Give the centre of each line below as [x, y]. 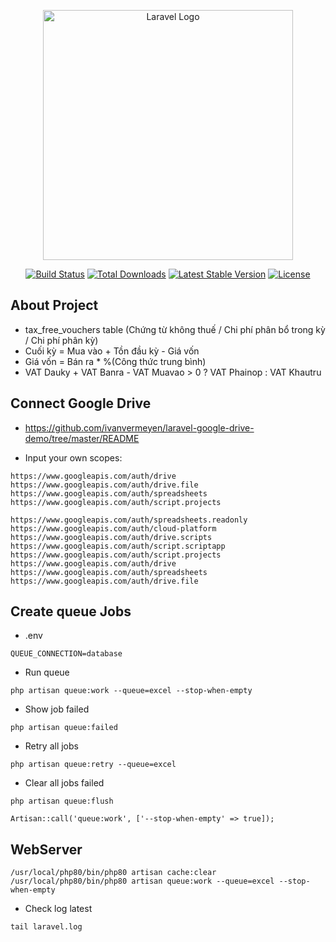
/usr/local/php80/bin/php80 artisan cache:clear [113, 873]
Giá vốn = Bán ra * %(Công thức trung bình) [115, 361]
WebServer [46, 849]
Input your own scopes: [73, 457]
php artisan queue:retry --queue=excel [93, 765]
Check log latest [58, 909]
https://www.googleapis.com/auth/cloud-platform [113, 528]
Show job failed [57, 709]
